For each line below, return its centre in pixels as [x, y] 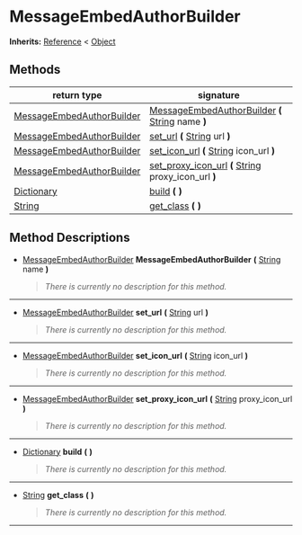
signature [218, 94]
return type [77, 94]
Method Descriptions [70, 238]
